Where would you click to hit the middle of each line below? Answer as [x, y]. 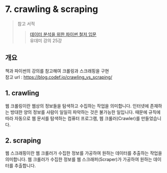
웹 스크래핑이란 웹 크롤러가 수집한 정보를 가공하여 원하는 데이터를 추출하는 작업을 [84, 153]
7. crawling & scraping [52, 9]
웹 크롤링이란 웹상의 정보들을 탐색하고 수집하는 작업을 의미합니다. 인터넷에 [77, 105]
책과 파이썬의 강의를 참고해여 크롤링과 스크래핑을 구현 [57, 70]
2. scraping [23, 140]
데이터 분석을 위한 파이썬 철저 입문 [63, 34]
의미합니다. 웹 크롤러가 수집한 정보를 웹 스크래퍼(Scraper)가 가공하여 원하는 [79, 159]
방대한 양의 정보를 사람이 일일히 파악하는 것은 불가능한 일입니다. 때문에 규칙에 [85, 112]
